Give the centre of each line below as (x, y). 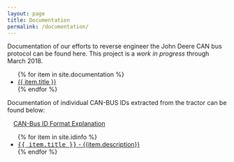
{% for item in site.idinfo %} (57, 137)
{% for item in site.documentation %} (71, 74)
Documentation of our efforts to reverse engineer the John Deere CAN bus (115, 47)
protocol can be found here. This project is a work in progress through (108, 54)
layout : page (26, 14)
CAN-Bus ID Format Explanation (60, 124)
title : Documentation (39, 20)
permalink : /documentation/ (48, 26)
